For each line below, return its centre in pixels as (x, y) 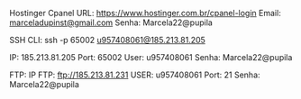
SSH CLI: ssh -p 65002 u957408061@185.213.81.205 (107, 40)
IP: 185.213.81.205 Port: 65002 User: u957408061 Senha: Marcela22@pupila (151, 57)
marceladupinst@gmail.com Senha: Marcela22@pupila (111, 22)
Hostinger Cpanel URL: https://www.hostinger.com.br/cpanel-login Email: (145, 13)
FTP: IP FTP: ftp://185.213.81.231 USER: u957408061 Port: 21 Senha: (135, 75)
